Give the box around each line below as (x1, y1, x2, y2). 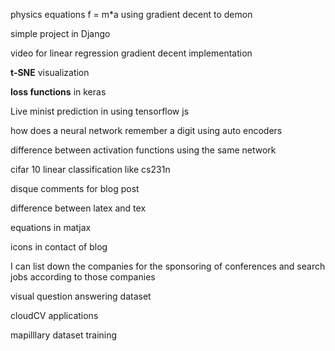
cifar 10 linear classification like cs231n (10, 164, 171, 175)
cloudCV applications (10, 310, 99, 321)
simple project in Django (10, 28, 111, 39)
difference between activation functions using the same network (10, 144, 277, 156)
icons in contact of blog (10, 241, 108, 253)
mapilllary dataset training (10, 329, 118, 341)
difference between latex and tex (10, 202, 147, 214)
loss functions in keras (10, 86, 107, 98)
